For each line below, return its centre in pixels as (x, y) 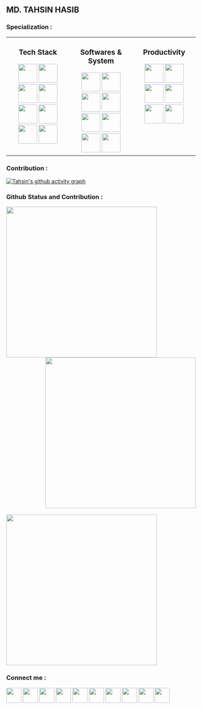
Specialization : (29, 27)
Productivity (164, 52)
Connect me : (26, 678)
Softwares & (101, 52)
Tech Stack (38, 52)
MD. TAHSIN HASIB (43, 10)
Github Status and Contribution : (55, 197)
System (101, 61)
